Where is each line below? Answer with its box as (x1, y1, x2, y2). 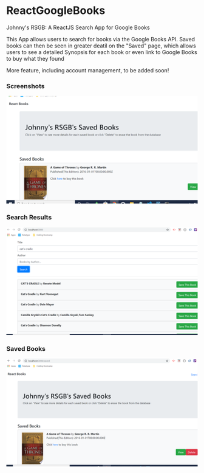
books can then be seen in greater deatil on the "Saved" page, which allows (6, 42, 196, 49)
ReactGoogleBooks (6, 4, 106, 18)
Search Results (6, 213, 52, 222)
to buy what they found (6, 55, 65, 62)
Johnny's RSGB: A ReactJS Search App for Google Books (6, 24, 150, 31)
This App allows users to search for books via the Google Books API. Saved (6, 35, 195, 43)
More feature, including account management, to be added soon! (6, 66, 169, 74)
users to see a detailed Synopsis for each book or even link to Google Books (6, 48, 197, 55)
